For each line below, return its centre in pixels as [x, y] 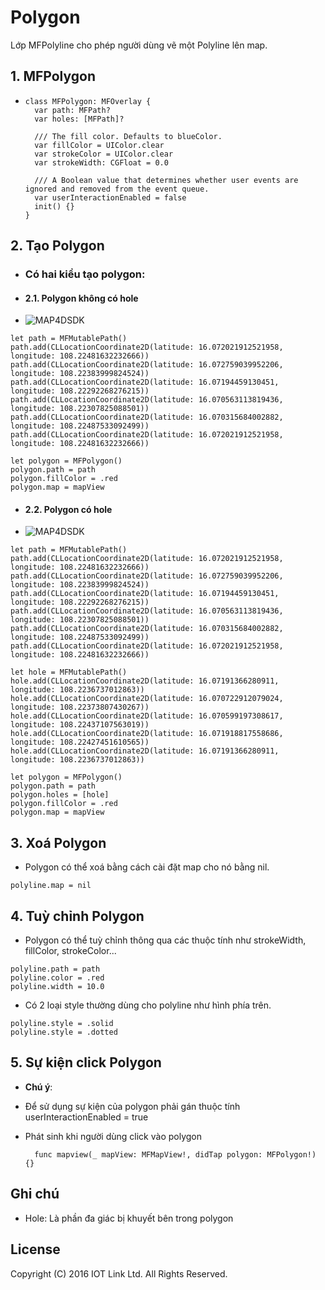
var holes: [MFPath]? [79, 119]
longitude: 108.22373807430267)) [80, 707]
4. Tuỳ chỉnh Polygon [77, 916]
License [35, 1249]
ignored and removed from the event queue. [117, 189]
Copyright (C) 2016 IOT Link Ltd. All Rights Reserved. [119, 1273]
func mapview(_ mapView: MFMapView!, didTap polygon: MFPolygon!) [175, 1154]
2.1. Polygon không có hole [81, 298]
